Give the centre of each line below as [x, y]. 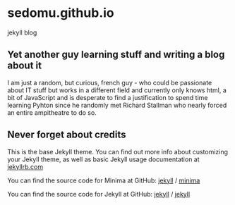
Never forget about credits [67, 135]
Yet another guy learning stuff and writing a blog [116, 55]
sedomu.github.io [61, 13]
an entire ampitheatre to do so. [52, 112]
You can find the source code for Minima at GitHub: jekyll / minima [104, 180]
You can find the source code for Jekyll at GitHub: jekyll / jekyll [99, 194]
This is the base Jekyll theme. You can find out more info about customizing [117, 151]
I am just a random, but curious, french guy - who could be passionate [110, 82]
